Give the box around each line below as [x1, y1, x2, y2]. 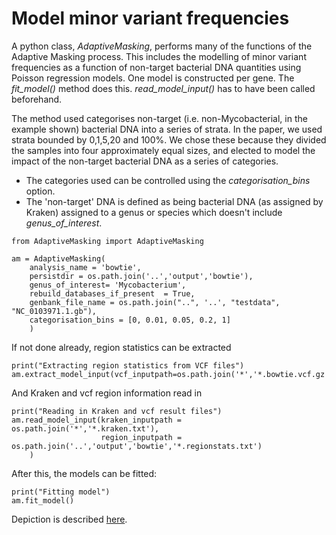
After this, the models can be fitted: [11, 467, 158, 479]
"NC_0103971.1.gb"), [11, 306, 98, 316]
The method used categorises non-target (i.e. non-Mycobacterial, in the [11, 112, 308, 124]
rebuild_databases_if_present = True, [29, 288, 196, 299]
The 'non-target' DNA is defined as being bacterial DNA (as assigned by [25, 195, 324, 207]
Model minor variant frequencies [11, 7, 290, 30]
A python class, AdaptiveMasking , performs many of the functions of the [11, 40, 313, 52]
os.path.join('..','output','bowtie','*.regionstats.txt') [11, 441, 263, 451]
